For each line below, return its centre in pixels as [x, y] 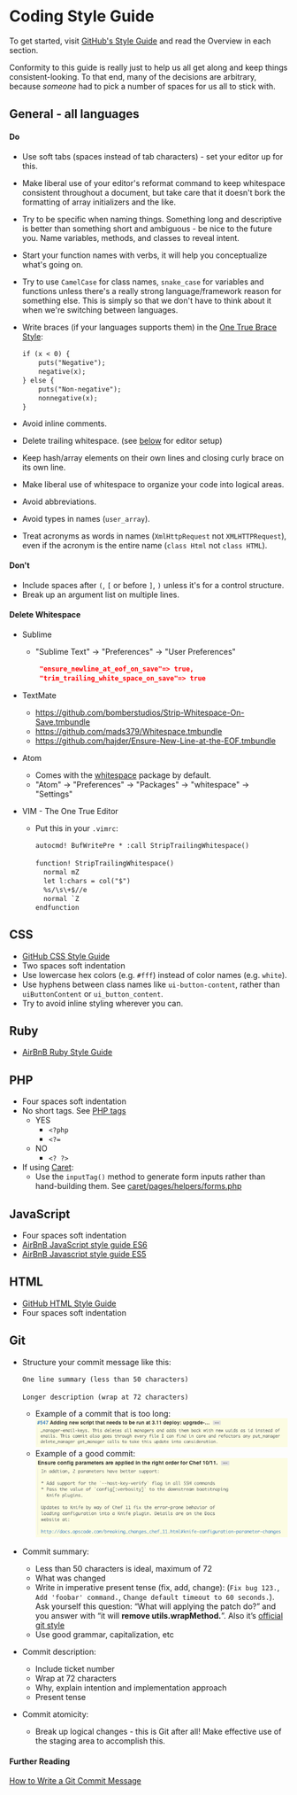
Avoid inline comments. [65, 423]
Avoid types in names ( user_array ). [86, 518]
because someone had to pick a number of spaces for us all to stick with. [142, 86]
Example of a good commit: [85, 1453]
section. [24, 50]
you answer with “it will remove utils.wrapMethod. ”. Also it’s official [159, 1616]
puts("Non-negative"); [80, 389]
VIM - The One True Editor [70, 811]
